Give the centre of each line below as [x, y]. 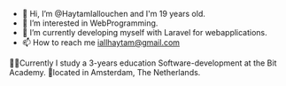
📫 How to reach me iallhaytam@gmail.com [100, 43]
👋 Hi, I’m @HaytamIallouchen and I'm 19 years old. [114, 14]
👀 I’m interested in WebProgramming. [90, 23]
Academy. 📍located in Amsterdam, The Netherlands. [105, 72]
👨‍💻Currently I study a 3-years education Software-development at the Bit [143, 63]
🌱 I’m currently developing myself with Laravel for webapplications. [144, 32]
